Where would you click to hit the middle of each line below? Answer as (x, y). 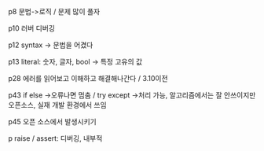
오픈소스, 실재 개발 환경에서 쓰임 (58, 105)
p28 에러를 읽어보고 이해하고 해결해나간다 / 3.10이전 (88, 78)
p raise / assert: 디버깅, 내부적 (55, 138)
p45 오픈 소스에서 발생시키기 (52, 122)
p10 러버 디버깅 (31, 28)
